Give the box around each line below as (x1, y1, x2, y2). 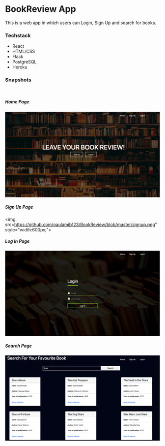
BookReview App (5, 3, 76, 15)
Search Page (5, 343, 32, 349)
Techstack (5, 32, 31, 39)
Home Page (5, 99, 29, 105)
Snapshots (5, 76, 32, 83)
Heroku (12, 64, 27, 70)
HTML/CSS (12, 48, 35, 55)
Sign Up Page (5, 204, 33, 210)
